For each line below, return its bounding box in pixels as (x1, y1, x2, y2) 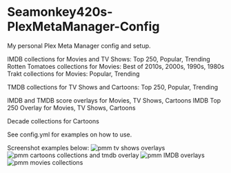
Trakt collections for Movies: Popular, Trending (7, 70, 140, 78)
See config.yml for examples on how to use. (7, 130, 132, 139)
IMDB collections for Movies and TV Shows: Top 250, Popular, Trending (7, 54, 210, 63)
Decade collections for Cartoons (7, 116, 100, 125)
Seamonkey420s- (7, 4, 113, 20)
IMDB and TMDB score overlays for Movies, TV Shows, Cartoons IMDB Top (7, 96, 221, 104)
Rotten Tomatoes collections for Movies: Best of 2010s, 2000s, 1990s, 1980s (7, 62, 225, 70)
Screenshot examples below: (7, 143, 90, 152)
